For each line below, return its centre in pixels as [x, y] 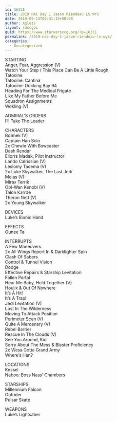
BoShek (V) [17, 135]
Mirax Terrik [17, 182]
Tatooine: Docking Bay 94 [31, 85]
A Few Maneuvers [23, 246]
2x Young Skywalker [26, 202]
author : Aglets [20, 23]
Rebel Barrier [18, 329]
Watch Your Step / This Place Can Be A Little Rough [57, 70]
